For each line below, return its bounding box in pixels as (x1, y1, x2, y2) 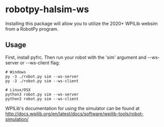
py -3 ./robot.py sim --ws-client (5, 78, 79, 84)
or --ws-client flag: (20, 60, 60, 66)
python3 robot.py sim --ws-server (5, 92, 79, 97)
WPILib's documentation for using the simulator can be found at (5, 105, 140, 111)
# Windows (5, 69, 27, 74)
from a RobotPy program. (5, 26, 59, 32)
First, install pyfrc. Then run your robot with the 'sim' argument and (5, 54, 147, 60)
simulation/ (5, 116, 29, 122)
